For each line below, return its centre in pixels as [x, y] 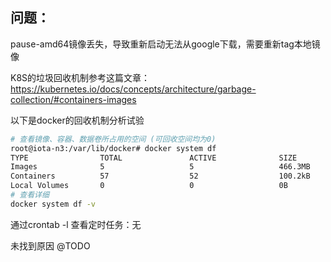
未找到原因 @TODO [50, 245]
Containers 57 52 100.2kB [160, 176]
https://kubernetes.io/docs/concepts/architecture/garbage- [133, 89]
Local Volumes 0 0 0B [149, 186]
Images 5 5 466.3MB [160, 167]
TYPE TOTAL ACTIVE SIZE [154, 158]
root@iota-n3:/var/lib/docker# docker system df [113, 148]
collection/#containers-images [73, 99]
